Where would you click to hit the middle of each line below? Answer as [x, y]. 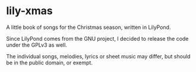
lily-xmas [30, 11]
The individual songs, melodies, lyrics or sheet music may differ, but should [99, 56]
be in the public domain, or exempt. [50, 63]
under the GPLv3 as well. [37, 45]
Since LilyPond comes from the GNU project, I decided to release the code [97, 38]
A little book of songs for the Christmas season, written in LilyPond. [88, 27]
